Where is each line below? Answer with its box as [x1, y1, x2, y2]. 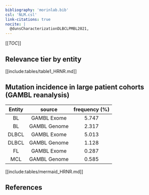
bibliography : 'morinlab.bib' [5, 7, 69, 13]
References [5, 183, 42, 192]
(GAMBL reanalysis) [5, 91, 70, 99]
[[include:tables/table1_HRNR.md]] [5, 68, 77, 74]
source [40, 106, 58, 113]
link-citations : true [5, 17, 51, 22]
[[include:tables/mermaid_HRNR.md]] [5, 168, 83, 175]
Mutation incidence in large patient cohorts [5, 83, 144, 92]
